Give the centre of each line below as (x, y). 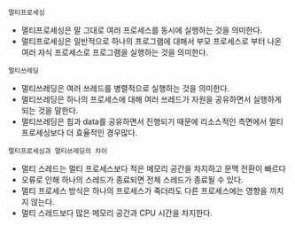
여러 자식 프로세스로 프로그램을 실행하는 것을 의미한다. (115, 52)
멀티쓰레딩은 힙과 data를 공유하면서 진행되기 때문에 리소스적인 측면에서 (144, 121)
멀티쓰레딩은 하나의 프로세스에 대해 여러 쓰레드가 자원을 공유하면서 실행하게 (151, 99)
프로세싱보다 (43, 132)
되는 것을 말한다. (50, 110)
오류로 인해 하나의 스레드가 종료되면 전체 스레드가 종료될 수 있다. (132, 179)
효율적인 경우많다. (107, 132)
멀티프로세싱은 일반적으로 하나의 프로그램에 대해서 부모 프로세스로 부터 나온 (151, 41)
